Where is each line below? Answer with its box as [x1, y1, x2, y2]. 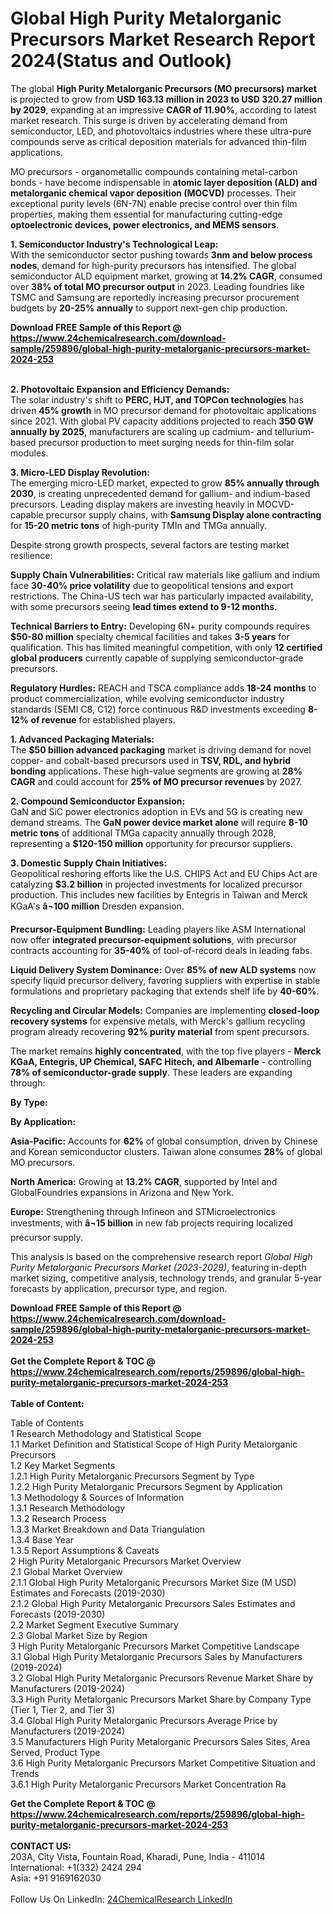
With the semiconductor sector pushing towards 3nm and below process [10, 248, 313, 261]
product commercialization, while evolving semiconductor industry [10, 692, 285, 704]
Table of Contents [10, 1417, 85, 1429]
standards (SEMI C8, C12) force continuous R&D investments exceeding [10, 703, 306, 715]
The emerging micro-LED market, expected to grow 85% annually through [10, 477, 320, 489]
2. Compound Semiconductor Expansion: [10, 795, 186, 807]
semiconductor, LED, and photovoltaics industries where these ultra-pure [10, 125, 312, 137]
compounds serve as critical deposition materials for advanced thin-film [10, 135, 307, 147]
